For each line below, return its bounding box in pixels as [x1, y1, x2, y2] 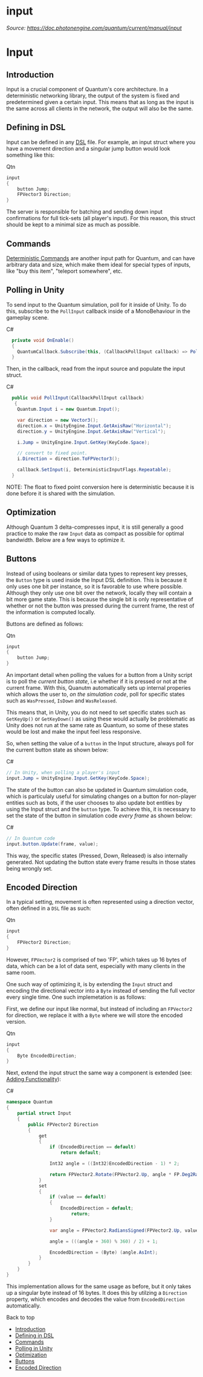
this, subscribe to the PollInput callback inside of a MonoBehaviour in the [6, 307, 190, 315]
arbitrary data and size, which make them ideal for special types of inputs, [6, 261, 191, 268]
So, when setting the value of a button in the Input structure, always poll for [6, 740, 195, 747]
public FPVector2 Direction [28, 1121, 98, 1128]
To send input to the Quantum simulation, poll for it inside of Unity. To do [6, 301, 187, 308]
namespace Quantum [6, 1099, 53, 1105]
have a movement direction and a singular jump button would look [6, 145, 170, 152]
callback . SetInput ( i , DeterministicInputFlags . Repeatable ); [17, 467, 172, 473]
